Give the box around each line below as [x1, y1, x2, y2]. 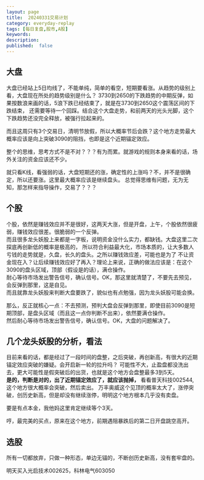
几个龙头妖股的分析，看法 [6, 336, 102, 346]
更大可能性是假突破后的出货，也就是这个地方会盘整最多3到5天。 [16, 369, 178, 376]
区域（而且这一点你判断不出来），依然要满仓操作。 [43, 309, 169, 317]
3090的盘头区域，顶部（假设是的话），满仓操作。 [6, 266, 129, 273]
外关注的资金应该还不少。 [6, 156, 70, 163]
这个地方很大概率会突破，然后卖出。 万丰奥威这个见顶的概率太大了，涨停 [6, 384, 189, 391]
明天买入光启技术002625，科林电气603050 [6, 467, 115, 475]
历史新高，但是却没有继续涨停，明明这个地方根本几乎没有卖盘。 [22, 391, 182, 399]
